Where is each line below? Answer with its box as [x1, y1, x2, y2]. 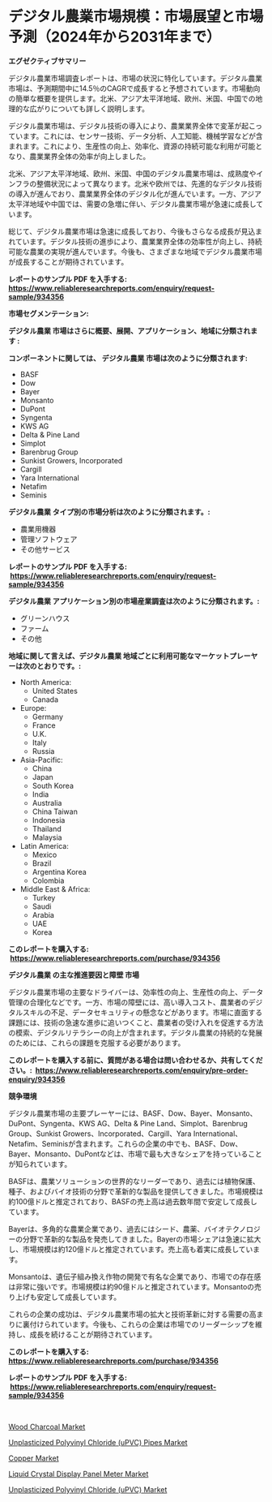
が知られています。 [8, 1159, 72, 1168]
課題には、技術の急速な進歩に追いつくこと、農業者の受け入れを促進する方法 [8, 1018, 264, 1027]
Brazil [32, 858, 52, 868]
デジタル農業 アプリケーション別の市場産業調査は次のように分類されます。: [8, 596, 261, 605]
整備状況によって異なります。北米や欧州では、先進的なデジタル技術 [36, 179, 262, 188]
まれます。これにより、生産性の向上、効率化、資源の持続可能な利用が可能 [8, 141, 256, 151]
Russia [32, 746, 55, 755]
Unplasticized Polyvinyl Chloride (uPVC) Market [8, 1484, 168, 1494]
